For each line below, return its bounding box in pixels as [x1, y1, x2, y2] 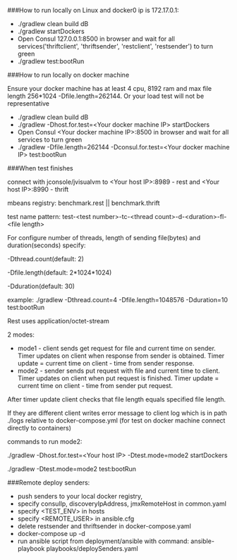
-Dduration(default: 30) [7, 282, 75, 290]
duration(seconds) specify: [7, 241, 86, 249]
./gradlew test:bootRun [17, 57, 85, 66]
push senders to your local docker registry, [17, 492, 143, 500]
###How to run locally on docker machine [7, 70, 130, 79]
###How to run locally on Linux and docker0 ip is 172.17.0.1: [7, 6, 179, 14]
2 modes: [7, 330, 35, 339]
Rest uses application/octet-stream [7, 317, 109, 325]
